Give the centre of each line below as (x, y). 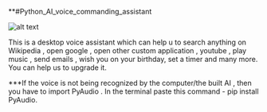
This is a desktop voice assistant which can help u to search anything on (128, 42)
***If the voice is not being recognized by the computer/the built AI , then (130, 83)
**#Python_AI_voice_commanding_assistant (80, 12)
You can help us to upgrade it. (58, 68)
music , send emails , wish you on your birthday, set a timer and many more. (133, 59)
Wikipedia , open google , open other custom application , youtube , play (128, 50)
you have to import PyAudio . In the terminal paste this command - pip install (133, 91)
